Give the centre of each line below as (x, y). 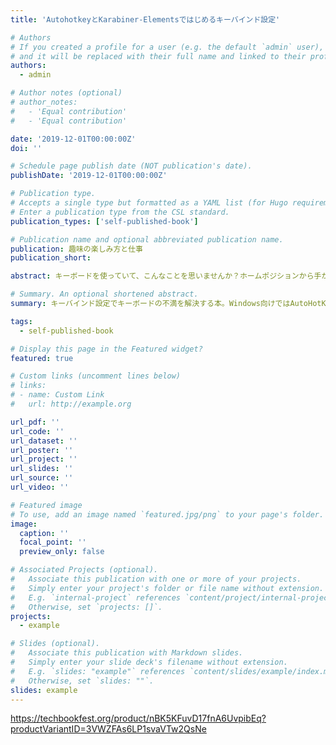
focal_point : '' (53, 542)
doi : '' (26, 148)
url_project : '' (44, 459)
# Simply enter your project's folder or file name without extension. (167, 588)
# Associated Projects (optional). (84, 570)
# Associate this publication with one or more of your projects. (156, 579)
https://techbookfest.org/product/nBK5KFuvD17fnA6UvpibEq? (138, 718)
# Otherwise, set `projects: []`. (86, 607)
